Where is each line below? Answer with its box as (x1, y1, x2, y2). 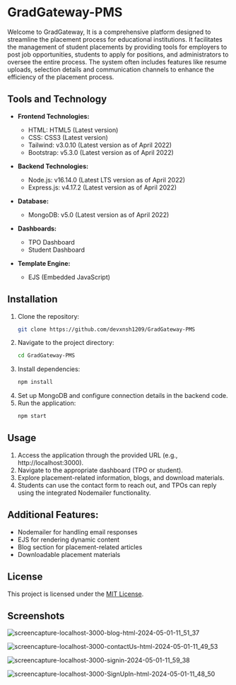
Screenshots (7, 609, 65, 622)
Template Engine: (17, 259, 71, 267)
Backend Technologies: (17, 162, 89, 170)
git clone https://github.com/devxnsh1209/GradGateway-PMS (17, 326, 196, 333)
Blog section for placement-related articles (17, 542, 143, 551)
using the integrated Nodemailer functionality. (17, 488, 151, 497)
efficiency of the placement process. (7, 72, 114, 81)
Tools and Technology (7, 93, 107, 105)
